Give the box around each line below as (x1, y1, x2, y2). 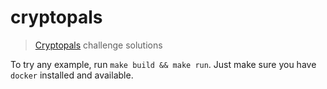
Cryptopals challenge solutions (34, 39, 163, 51)
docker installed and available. (10, 69, 134, 81)
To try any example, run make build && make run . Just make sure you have (10, 58, 317, 70)
